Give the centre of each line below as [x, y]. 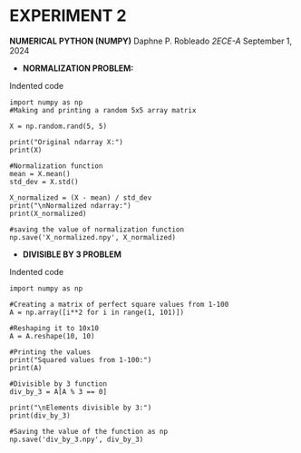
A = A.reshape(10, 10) [52, 336]
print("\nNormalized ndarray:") [70, 205]
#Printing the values [50, 352]
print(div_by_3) [40, 415]
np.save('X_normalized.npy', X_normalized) [93, 237]
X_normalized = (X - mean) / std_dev [81, 197]
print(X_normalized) [49, 213]
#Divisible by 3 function [58, 384]
